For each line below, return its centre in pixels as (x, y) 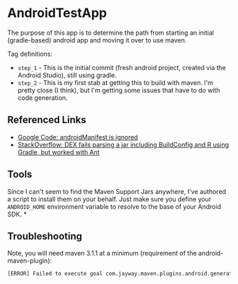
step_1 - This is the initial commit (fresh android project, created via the (122, 67)
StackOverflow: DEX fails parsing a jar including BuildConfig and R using (123, 144)
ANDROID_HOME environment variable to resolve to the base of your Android (114, 206)
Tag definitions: (30, 54)
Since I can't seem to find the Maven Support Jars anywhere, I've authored (117, 191)
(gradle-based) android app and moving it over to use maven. (97, 40)
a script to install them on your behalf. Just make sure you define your (109, 199)
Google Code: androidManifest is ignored (78, 137)
